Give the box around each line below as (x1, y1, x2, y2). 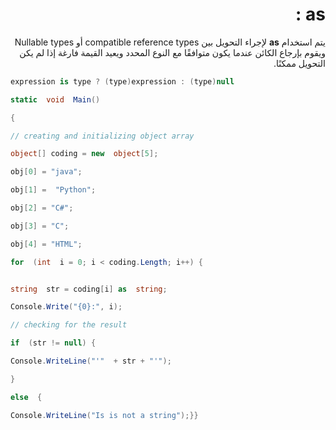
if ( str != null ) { (10, 338, 97, 348)
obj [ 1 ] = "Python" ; (10, 185, 97, 195)
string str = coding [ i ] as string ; (10, 284, 168, 294)
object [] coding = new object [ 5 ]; (10, 149, 159, 159)
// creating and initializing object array (10, 131, 195, 141)
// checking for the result (10, 320, 128, 330)
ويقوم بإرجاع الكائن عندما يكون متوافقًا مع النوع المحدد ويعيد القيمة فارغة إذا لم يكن (19, 46, 326, 58)
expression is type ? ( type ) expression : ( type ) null (10, 76, 235, 87)
